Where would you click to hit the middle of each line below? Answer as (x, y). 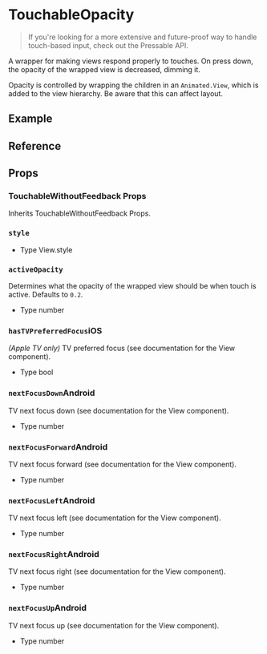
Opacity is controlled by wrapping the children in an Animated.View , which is (133, 85)
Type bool (36, 372)
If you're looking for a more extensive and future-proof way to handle (142, 37)
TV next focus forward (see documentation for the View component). (122, 464)
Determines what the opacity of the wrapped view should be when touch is (132, 286)
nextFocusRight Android (54, 555)
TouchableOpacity (71, 15)
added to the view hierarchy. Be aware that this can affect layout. (115, 93)
